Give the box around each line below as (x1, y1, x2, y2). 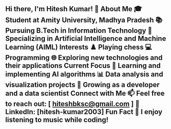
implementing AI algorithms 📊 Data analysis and (5, 70, 163, 79)
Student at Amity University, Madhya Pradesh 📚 (5, 16, 163, 24)
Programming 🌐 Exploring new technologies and (5, 54, 163, 62)
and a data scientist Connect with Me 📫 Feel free (5, 89, 165, 98)
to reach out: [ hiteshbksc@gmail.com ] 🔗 (5, 99, 140, 109)
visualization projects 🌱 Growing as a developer (5, 81, 160, 89)
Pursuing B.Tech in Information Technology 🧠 (5, 27, 152, 35)
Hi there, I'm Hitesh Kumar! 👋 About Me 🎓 (5, 5, 142, 13)
